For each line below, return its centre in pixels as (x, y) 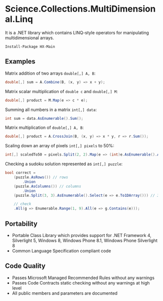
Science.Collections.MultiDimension (81, 9)
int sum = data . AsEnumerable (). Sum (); (44, 118)
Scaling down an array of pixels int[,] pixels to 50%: (60, 146)
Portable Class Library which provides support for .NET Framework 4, (82, 235)
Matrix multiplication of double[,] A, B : (44, 127)
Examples (20, 62)
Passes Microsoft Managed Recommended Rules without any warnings (83, 278)
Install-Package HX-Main (30, 47)
